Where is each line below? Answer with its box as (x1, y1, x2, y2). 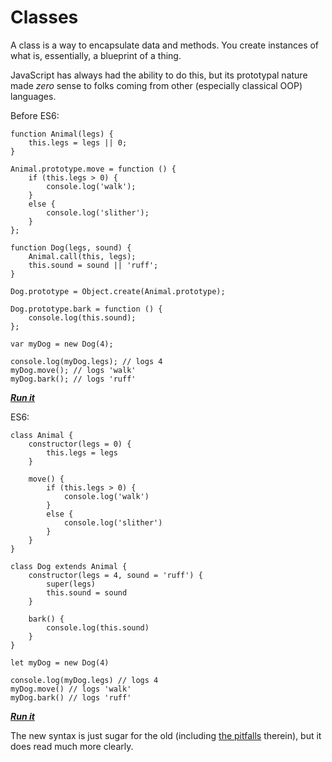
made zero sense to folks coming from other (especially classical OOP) (10, 79, 303, 91)
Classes (10, 6, 79, 29)
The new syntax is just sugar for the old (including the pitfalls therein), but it (10, 729, 322, 741)
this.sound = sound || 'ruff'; (28, 260, 159, 270)
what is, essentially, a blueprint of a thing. (10, 49, 182, 61)
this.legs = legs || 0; (28, 137, 128, 148)
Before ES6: (10, 109, 60, 121)
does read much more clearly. (10, 740, 134, 752)
